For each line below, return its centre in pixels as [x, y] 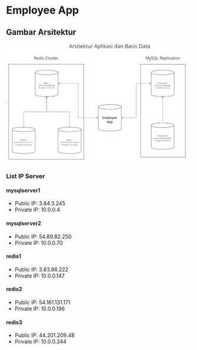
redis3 [14, 322]
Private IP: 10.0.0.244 [40, 342]
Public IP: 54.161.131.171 [42, 303]
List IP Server [26, 176]
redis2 [14, 289]
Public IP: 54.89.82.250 [43, 236]
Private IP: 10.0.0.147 [40, 276]
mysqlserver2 [24, 223]
